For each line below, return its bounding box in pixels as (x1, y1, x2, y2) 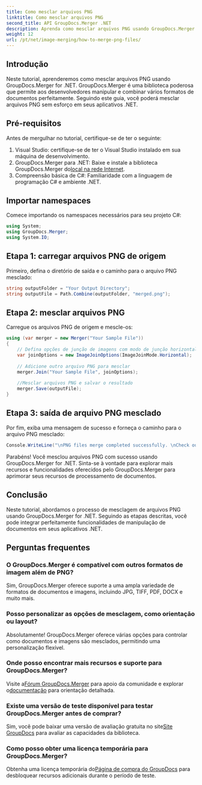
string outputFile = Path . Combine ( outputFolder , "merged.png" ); (6, 291, 171, 297)
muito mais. (6, 595, 35, 602)
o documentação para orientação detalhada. (6, 686, 115, 694)
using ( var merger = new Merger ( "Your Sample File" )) (6, 335, 144, 342)
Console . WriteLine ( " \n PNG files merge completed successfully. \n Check (6, 442, 189, 448)
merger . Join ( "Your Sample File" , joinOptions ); (17, 369, 138, 375)
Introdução (6, 59, 49, 69)
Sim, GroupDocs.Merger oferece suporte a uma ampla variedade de (6, 582, 174, 589)
